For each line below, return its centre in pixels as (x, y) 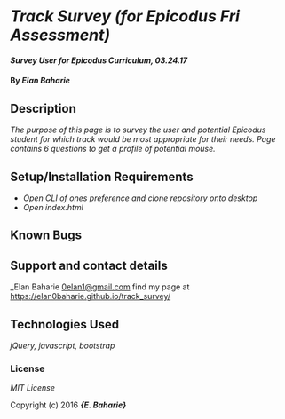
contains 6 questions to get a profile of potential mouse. (113, 149)
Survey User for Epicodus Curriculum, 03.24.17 (99, 60)
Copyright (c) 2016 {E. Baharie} (68, 405)
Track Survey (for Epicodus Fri (125, 16)
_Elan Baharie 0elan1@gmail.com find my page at (100, 287)
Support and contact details (89, 265)
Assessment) (60, 35)
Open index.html (53, 207)
